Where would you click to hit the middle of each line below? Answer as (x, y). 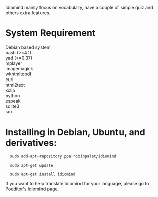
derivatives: (31, 143)
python (13, 95)
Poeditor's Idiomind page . (32, 189)
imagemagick (19, 68)
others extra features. (28, 13)
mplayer (14, 63)
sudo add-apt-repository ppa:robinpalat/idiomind (63, 156)
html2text (15, 85)
